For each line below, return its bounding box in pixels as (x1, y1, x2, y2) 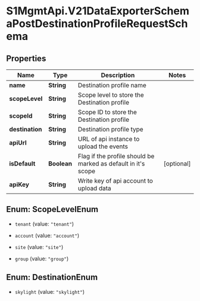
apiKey (9, 180, 30, 189)
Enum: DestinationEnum (6, 272, 98, 282)
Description (101, 71, 135, 79)
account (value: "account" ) (14, 232, 79, 239)
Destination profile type (77, 125, 144, 133)
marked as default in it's (77, 159, 145, 168)
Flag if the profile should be (77, 152, 155, 160)
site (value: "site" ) (14, 243, 64, 250)
